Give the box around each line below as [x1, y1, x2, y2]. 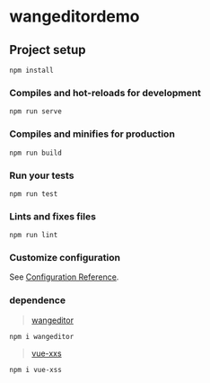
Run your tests [9, 169, 74, 182]
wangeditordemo [9, 6, 140, 27]
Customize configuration [9, 252, 121, 264]
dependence [9, 294, 66, 307]
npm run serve [9, 107, 63, 116]
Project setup [9, 42, 87, 58]
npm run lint [9, 231, 58, 240]
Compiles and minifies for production [9, 128, 175, 140]
